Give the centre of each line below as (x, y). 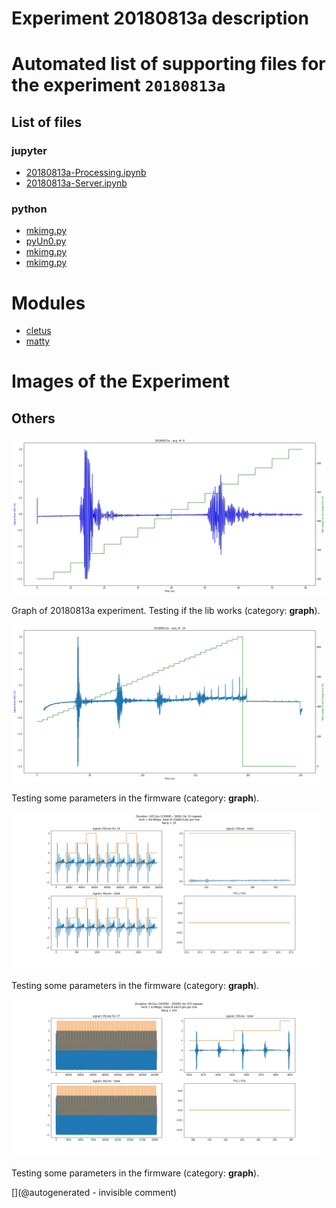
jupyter (29, 150)
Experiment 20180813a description (160, 18)
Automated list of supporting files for (168, 64)
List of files (47, 122)
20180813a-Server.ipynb (76, 183)
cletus (38, 331)
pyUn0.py (46, 241)
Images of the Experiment (120, 381)
